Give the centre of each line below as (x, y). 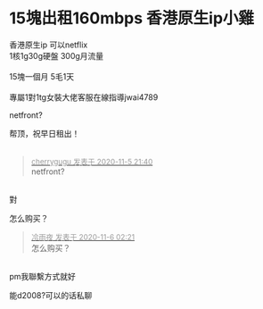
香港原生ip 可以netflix (49, 45)
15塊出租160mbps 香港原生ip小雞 (132, 18)
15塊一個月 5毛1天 (41, 76)
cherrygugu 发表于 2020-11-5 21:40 (92, 161)
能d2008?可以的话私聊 (51, 295)
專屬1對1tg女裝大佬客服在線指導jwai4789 (84, 97)
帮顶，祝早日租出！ (45, 133)
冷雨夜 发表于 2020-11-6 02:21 (83, 237)
